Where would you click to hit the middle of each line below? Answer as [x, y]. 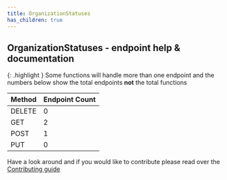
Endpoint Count [70, 99]
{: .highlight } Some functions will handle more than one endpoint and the [111, 75]
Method [24, 99]
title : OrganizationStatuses [49, 13]
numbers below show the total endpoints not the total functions [97, 83]
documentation [41, 58]
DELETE [23, 111]
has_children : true [35, 20]
